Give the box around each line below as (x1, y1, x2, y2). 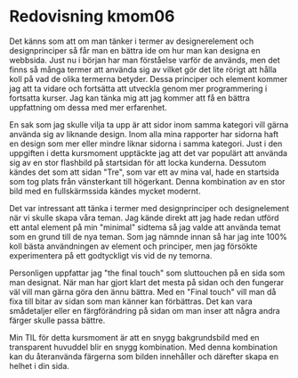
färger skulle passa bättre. (9, 315, 106, 325)
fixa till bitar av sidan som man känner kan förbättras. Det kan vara (9, 296, 254, 307)
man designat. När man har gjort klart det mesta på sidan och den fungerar (9, 276, 285, 287)
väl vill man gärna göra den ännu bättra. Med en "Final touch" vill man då (9, 286, 277, 297)
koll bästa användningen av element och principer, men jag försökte (9, 241, 258, 251)
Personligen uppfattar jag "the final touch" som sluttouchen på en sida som (9, 267, 286, 278)
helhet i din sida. (9, 360, 69, 371)
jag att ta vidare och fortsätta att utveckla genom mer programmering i (9, 83, 268, 94)
